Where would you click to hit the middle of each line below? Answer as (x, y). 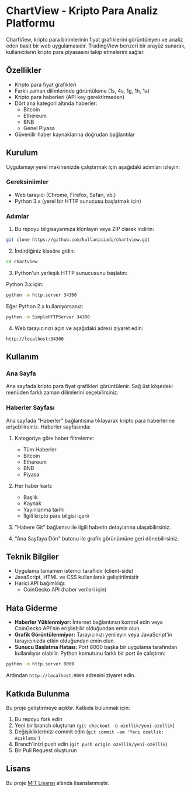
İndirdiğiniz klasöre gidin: (45, 251)
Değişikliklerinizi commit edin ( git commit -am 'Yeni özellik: (89, 732)
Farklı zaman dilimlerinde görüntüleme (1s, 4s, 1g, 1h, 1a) (82, 91)
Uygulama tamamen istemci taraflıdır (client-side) (74, 571)
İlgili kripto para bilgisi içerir (56, 516)
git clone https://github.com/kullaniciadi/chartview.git (78, 240)
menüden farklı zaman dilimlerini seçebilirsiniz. (62, 392)
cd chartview (22, 262)
